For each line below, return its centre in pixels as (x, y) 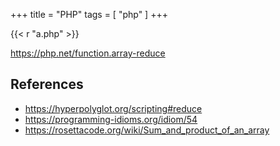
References (47, 84)
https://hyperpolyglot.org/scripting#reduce (113, 108)
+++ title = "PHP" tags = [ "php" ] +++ (89, 14)
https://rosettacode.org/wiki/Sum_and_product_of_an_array (147, 130)
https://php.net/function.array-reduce (88, 53)
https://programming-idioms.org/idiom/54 (111, 119)
